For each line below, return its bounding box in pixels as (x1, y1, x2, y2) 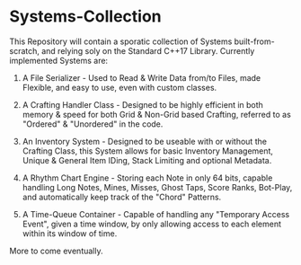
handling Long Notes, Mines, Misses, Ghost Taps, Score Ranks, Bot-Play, (22, 181, 293, 192)
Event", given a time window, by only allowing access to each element (22, 218, 281, 229)
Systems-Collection (9, 6, 162, 27)
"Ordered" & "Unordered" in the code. (22, 119, 164, 129)
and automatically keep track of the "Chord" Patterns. (22, 191, 222, 202)
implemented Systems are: (9, 55, 109, 66)
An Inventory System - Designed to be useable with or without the (22, 136, 268, 146)
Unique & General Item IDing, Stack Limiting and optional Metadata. (22, 155, 272, 165)
